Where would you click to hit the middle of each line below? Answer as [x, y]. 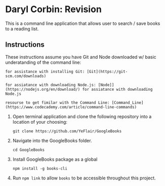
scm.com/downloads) [26, 76]
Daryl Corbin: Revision [54, 9]
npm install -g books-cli [40, 168]
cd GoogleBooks [29, 150]
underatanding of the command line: [43, 62]
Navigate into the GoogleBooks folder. [52, 140]
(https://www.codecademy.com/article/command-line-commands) [71, 107]
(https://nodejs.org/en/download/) [43, 89]
